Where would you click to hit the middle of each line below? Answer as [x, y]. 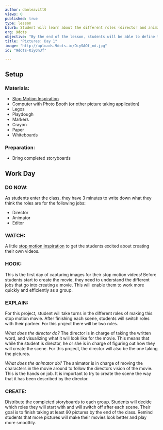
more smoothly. [21, 423]
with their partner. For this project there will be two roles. [62, 324]
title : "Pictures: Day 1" [31, 41]
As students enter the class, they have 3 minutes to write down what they [78, 198]
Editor [18, 223]
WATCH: [15, 236]
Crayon [19, 125]
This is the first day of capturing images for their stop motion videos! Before [81, 274]
